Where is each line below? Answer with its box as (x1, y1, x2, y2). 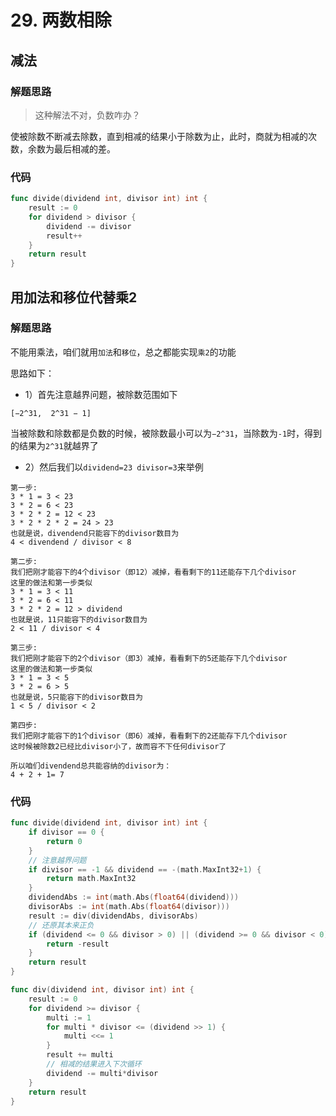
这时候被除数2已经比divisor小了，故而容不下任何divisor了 (10, 741, 227, 751)
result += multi (46, 1050, 114, 1060)
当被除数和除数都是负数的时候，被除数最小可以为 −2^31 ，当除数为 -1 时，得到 (10, 427, 323, 439)
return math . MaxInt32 (46, 874, 137, 884)
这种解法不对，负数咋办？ (34, 109, 141, 121)
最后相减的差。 (53, 142, 116, 155)
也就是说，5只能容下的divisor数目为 (10, 692, 143, 702)
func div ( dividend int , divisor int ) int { (10, 985, 195, 995)
